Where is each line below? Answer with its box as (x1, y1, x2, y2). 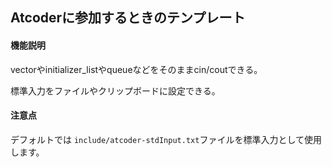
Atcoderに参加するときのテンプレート (10, 9, 246, 27)
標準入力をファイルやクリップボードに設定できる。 (10, 84, 221, 97)
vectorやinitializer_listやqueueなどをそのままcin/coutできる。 (10, 63, 263, 75)
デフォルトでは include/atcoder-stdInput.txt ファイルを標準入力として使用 (10, 133, 322, 145)
